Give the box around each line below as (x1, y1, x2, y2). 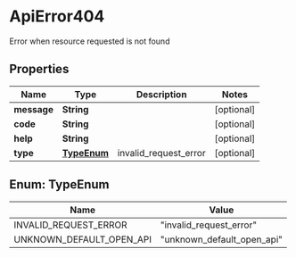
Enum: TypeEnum (9, 177, 110, 193)
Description (136, 87, 187, 100)
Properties (9, 62, 70, 77)
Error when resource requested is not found (9, 36, 170, 46)
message (13, 103, 53, 115)
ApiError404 (9, 6, 105, 27)
